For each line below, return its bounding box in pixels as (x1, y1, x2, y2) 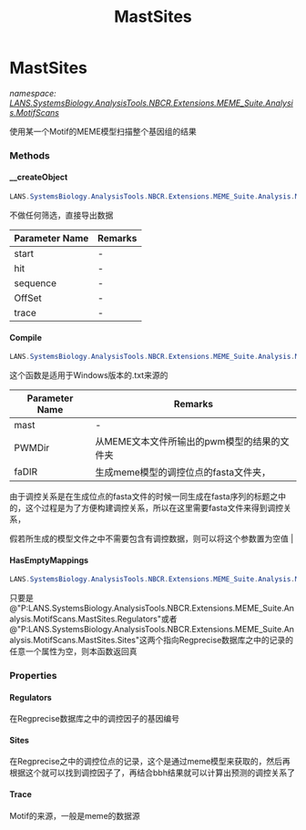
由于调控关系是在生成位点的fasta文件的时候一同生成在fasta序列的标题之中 (9, 491, 287, 502)
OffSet (14, 292, 43, 304)
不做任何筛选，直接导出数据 (9, 210, 114, 220)
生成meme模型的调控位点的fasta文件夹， (95, 466, 271, 479)
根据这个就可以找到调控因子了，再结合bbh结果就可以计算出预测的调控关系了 (9, 767, 296, 778)
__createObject (9, 171, 68, 183)
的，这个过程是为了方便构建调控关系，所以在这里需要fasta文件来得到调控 (9, 503, 284, 514)
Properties (9, 670, 57, 682)
